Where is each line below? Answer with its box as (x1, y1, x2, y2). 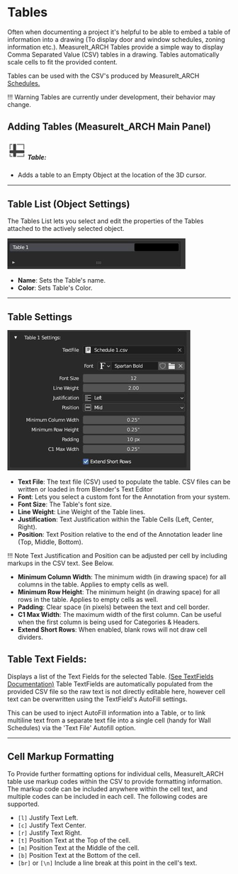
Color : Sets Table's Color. (17, 284, 93, 293)
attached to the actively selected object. (7, 225, 125, 233)
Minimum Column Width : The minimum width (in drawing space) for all (17, 572, 227, 581)
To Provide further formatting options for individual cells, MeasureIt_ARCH (7, 769, 225, 778)
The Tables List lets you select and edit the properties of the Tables (7, 217, 204, 225)
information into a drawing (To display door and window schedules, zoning (7, 35, 225, 43)
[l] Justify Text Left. (17, 813, 79, 822)
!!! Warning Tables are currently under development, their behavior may (7, 93, 216, 101)
